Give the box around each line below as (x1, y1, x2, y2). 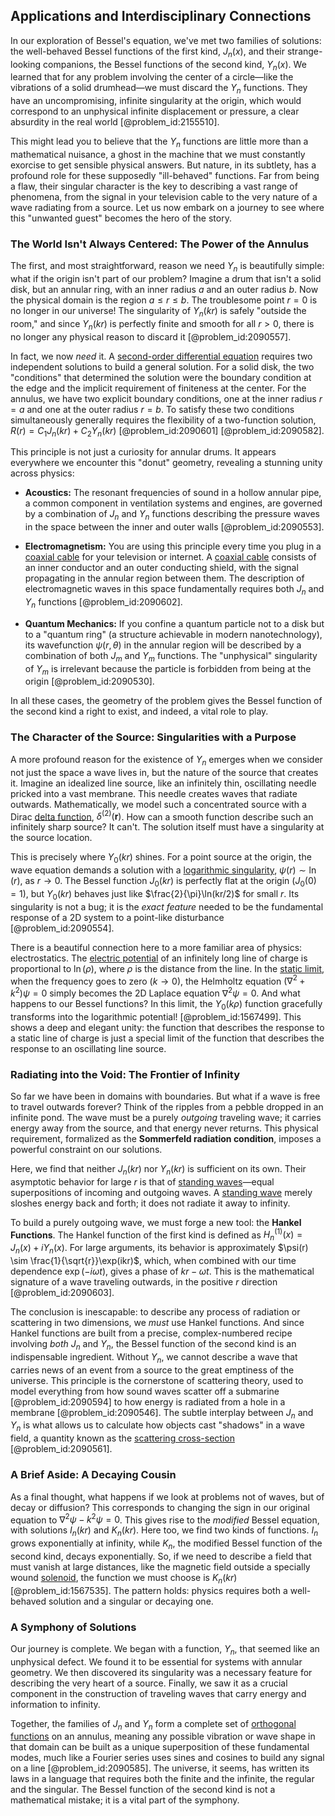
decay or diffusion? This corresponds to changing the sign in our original (10, 1501, 310, 1513)
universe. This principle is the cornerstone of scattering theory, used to (10, 1374, 304, 1386)
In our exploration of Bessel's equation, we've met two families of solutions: (10, 34, 322, 46)
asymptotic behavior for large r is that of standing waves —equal (10, 1175, 275, 1188)
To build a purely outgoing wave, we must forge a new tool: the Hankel (10, 1216, 302, 1228)
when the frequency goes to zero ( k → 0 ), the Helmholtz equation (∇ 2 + (10, 973, 306, 987)
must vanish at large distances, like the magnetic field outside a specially (10, 1560, 311, 1573)
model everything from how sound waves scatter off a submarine (10, 1385, 280, 1397)
